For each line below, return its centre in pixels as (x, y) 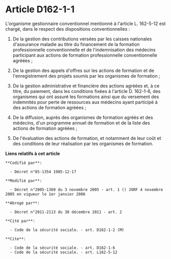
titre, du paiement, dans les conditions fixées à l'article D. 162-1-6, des (87, 91)
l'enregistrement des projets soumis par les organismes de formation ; (87, 76)
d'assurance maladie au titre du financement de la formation (76, 44)
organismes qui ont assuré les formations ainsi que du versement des (86, 97)
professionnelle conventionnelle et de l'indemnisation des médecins (84, 50)
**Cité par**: (20, 221)
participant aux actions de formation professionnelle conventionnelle (85, 55)
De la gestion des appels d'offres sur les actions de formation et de (83, 70)
